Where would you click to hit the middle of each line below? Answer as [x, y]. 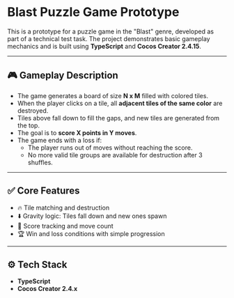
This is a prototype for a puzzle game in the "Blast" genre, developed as [111, 31]
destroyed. [33, 110]
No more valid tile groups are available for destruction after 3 [115, 155]
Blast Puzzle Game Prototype [93, 12]
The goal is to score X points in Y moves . [77, 132]
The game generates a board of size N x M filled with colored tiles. [113, 95]
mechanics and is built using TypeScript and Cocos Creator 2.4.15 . [104, 46]
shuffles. [40, 162]
